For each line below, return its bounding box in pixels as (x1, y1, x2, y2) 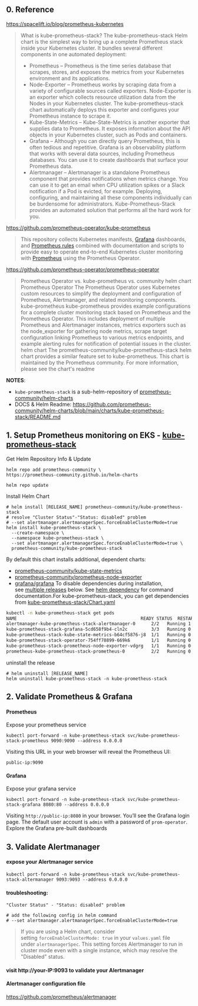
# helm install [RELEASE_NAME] (6, 504, 83, 510)
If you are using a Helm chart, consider (20, 928, 115, 935)
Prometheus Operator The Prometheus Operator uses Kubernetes (20, 284, 181, 291)
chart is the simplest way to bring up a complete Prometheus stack (20, 38, 183, 45)
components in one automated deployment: (20, 50, 127, 58)
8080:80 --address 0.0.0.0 (43, 802, 110, 808)
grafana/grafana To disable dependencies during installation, (14, 579, 163, 587)
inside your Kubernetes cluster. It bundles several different (20, 44, 163, 51)
